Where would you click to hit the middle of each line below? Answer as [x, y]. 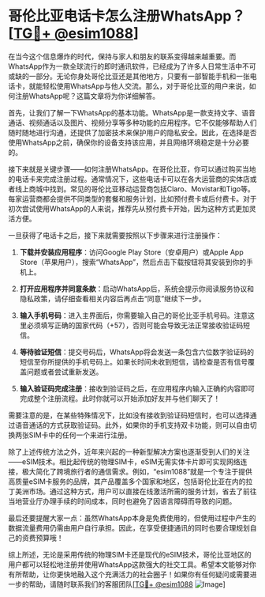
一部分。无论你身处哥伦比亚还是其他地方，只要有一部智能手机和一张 [139, 76]
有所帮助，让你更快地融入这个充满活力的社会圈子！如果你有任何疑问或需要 [129, 574]
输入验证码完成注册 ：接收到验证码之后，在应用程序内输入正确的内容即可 [137, 388]
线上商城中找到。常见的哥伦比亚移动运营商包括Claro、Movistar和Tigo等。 [134, 189]
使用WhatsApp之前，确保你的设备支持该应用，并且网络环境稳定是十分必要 [129, 142]
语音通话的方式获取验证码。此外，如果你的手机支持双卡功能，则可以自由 [132, 425]
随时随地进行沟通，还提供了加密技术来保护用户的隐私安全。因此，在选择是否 [132, 132]
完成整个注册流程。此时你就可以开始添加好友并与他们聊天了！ [120, 398]
